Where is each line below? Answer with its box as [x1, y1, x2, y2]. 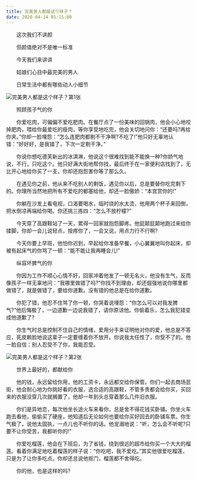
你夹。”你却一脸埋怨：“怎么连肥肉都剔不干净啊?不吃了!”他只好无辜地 [6, 133, 169, 140]
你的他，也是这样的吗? [16, 467, 71, 474]
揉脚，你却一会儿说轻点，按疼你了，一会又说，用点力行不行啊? [6, 227, 158, 234]
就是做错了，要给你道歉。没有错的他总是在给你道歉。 [26, 286, 155, 294]
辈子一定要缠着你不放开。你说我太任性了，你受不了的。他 [52, 333, 191, 341]
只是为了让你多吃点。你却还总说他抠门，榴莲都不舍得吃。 [6, 455, 145, 462]
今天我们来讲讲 [16, 56, 53, 63]
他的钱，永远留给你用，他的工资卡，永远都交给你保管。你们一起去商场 [16, 378, 186, 385]
